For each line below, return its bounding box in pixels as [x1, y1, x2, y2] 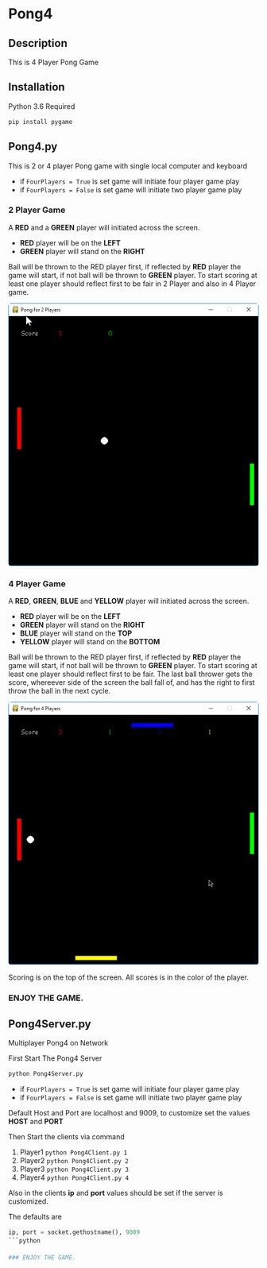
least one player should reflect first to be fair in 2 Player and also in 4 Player [8, 279, 257, 288]
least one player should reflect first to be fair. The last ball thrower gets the [8, 669, 253, 679]
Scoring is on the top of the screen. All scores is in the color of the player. [8, 972, 249, 982]
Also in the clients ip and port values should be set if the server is [8, 1188, 224, 1197]
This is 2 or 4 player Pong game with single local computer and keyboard [8, 160, 248, 171]
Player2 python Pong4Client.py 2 [19, 1155, 129, 1165]
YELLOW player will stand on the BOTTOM [19, 637, 161, 647]
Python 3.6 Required [8, 101, 75, 111]
